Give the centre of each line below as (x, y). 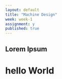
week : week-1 (19, 19)
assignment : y (20, 24)
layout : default (22, 10)
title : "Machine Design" (31, 15)
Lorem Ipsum (26, 49)
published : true (22, 29)
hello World (30, 70)
